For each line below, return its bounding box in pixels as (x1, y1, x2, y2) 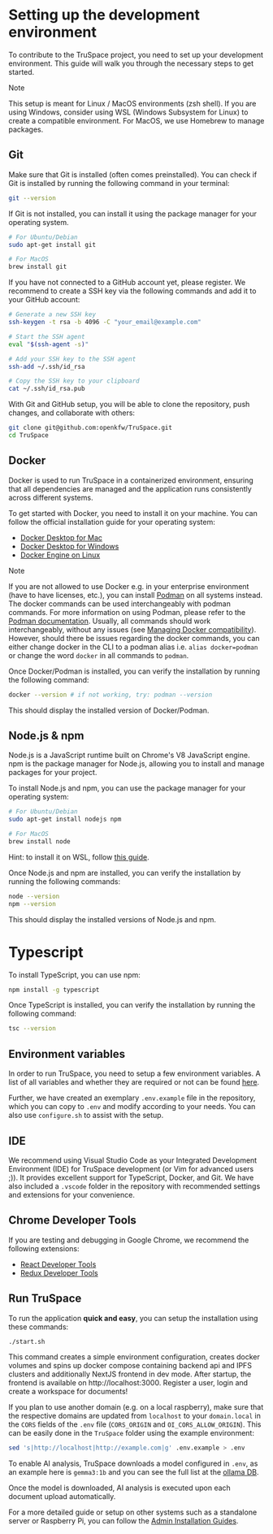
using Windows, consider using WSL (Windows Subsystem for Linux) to (8, 107, 249, 117)
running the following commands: (8, 876, 121, 886)
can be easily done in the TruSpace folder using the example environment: (8, 1428, 254, 1438)
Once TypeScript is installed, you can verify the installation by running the (8, 1000, 256, 1010)
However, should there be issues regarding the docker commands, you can (8, 633, 260, 643)
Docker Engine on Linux (19, 550, 101, 560)
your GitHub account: (8, 295, 80, 305)
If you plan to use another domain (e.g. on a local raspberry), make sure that (8, 1402, 264, 1412)
